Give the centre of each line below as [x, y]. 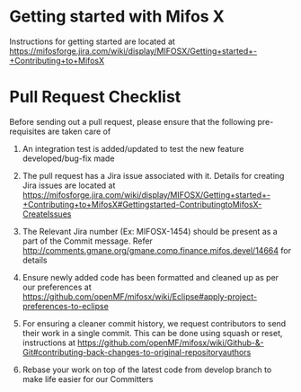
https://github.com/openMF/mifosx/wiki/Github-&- [171, 343]
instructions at [49, 343]
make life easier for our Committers [88, 379]
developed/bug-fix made [68, 158]
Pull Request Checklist [95, 97]
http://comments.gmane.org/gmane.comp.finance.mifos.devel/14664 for [157, 250]
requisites [28, 131]
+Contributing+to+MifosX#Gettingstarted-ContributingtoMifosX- [142, 204]
